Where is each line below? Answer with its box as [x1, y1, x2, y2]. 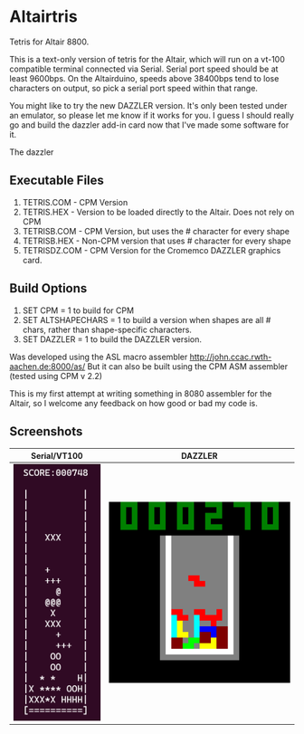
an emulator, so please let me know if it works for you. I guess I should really [9, 110, 294, 120]
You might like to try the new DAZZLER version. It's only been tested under [9, 100, 288, 110]
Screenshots [9, 424, 83, 439]
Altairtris [9, 6, 79, 27]
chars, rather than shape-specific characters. [22, 324, 193, 335]
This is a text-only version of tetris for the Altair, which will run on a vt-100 [9, 53, 285, 64]
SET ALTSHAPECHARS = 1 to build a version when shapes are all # [22, 314, 271, 325]
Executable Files [9, 173, 104, 188]
